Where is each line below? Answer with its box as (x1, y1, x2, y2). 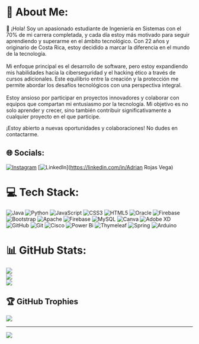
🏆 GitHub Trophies (6, 297, 79, 307)
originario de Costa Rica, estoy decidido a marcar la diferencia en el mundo (6, 44, 190, 51)
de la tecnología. (6, 50, 47, 57)
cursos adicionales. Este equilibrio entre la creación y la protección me (6, 75, 179, 82)
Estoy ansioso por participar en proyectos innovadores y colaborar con (6, 94, 179, 101)
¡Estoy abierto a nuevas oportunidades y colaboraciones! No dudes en (6, 124, 178, 131)
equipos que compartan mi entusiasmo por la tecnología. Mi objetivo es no (6, 100, 188, 107)
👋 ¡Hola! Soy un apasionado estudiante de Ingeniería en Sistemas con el (6, 25, 182, 32)
